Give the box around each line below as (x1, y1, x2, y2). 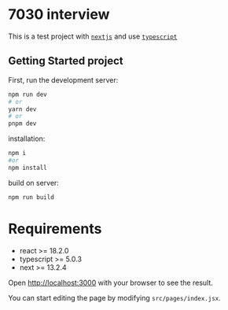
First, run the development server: (8, 75, 119, 84)
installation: (8, 134, 46, 143)
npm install (8, 164, 47, 172)
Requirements (8, 220, 102, 238)
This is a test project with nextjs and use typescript (8, 31, 178, 41)
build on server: (8, 178, 59, 187)
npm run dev (8, 90, 47, 98)
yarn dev (8, 105, 37, 113)
